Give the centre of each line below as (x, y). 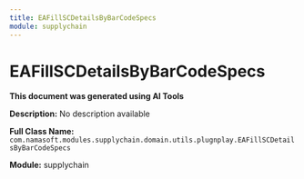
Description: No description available (80, 114)
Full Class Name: (42, 132)
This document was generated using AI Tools (97, 96)
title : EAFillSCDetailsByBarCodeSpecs (83, 18)
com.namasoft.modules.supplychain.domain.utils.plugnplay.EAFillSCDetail (152, 140)
